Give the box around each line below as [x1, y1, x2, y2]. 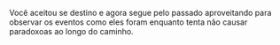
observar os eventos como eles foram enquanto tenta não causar [9, 17, 248, 27]
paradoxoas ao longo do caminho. [9, 26, 135, 36]
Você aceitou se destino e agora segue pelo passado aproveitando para [9, 8, 272, 18]
